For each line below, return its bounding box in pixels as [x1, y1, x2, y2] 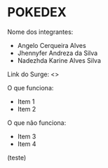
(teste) [7, 153, 27, 162]
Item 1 [17, 97, 35, 106]
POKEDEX [7, 4, 67, 20]
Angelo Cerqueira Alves [17, 41, 86, 49]
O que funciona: [7, 83, 54, 92]
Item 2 [17, 104, 36, 113]
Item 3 [17, 132, 36, 140]
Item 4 [17, 139, 36, 148]
